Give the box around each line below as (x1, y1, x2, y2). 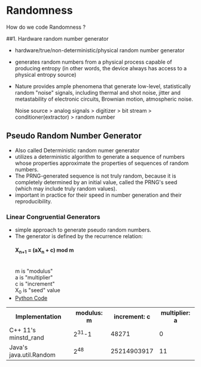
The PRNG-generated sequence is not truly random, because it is (14, 172, 176, 179)
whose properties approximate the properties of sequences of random (14, 160, 189, 167)
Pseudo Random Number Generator (6, 131, 142, 141)
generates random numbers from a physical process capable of (14, 58, 172, 65)
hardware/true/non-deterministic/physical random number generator (14, 46, 185, 54)
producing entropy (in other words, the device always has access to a (14, 64, 187, 72)
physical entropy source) (14, 71, 77, 78)
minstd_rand (9, 333, 44, 342)
